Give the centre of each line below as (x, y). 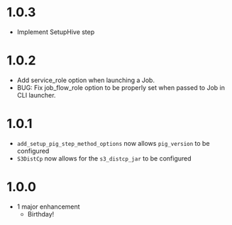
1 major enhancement (48, 207)
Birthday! (41, 214)
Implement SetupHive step (56, 32)
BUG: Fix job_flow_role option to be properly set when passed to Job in (121, 87)
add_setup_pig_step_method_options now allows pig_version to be (113, 143)
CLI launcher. (36, 95)
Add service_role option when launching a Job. (86, 80)
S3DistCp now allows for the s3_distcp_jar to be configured (104, 158)
